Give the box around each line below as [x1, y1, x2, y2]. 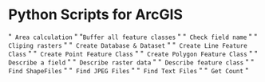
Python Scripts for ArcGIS [8, 6, 184, 24]
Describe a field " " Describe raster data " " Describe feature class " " [8, 57, 255, 67]
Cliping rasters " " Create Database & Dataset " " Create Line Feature [8, 40, 247, 49]
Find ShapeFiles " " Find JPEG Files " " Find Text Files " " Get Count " [8, 65, 249, 75]
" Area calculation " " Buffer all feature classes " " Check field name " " [8, 32, 258, 41]
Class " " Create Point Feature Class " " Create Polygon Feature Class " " [8, 49, 258, 58]
